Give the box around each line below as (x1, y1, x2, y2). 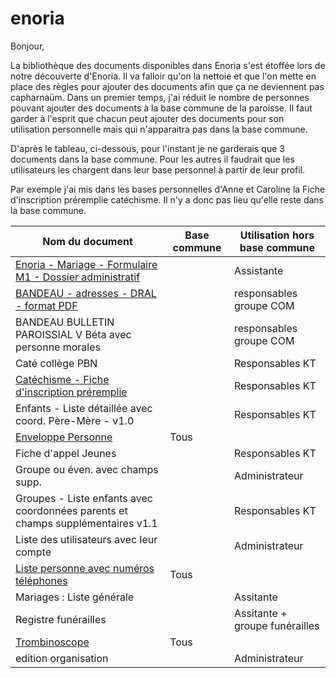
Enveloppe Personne (15, 430, 113, 444)
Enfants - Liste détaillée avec (15, 401, 153, 415)
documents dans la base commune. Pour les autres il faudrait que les (10, 153, 295, 165)
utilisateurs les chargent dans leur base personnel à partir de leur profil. (10, 163, 306, 176)
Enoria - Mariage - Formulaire (15, 257, 158, 271)
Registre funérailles (15, 612, 107, 626)
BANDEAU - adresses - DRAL (15, 286, 157, 300)
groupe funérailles (233, 618, 320, 632)
